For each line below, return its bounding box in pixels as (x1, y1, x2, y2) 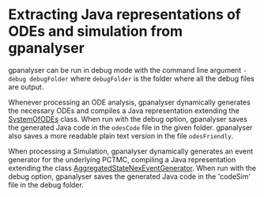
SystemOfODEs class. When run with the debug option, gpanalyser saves (8, 114, 247, 123)
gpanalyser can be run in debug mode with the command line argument (8, 65, 242, 74)
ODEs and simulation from (8, 22, 183, 40)
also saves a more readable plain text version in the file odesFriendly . (8, 131, 234, 140)
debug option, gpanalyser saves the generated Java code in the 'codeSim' (8, 172, 251, 181)
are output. (8, 81, 44, 92)
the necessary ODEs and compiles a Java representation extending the (8, 105, 239, 116)
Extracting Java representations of (8, 6, 241, 24)
